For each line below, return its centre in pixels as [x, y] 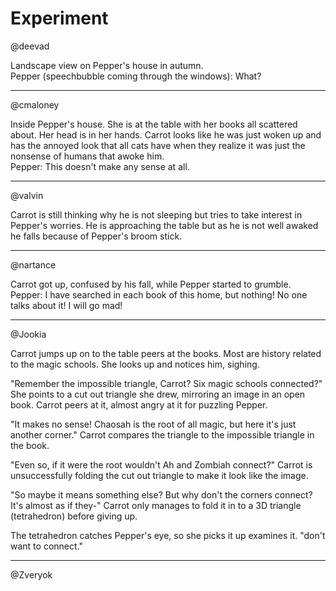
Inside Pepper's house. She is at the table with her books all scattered [154, 124]
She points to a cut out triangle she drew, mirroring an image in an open [158, 394]
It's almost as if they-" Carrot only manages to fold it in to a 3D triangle [156, 505]
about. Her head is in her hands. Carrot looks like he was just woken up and [166, 134]
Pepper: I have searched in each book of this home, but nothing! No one [159, 294]
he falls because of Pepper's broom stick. [96, 236]
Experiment [59, 18]
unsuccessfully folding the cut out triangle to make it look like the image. [159, 475]
